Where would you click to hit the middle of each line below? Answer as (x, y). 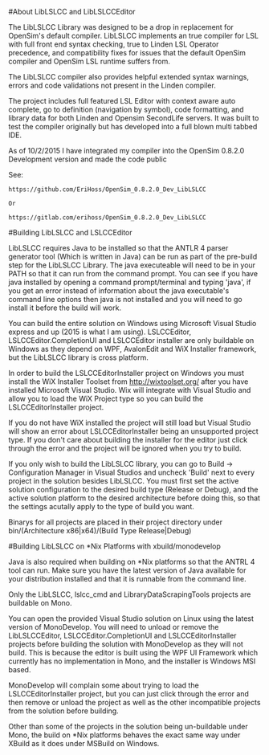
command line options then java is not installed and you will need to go (125, 299)
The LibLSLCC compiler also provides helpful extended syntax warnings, (128, 77)
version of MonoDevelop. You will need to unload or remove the (114, 627)
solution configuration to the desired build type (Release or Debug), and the (133, 490)
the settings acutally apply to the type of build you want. (102, 506)
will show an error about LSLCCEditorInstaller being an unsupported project (133, 431)
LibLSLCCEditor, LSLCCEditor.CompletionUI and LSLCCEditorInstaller (122, 635)
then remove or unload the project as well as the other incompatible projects (134, 702)
